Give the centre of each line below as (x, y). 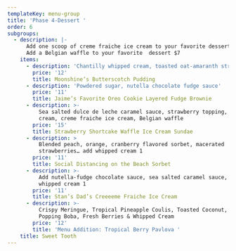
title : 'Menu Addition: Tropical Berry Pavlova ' (106, 229)
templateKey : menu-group (44, 14)
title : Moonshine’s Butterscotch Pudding (94, 79)
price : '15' (50, 125)
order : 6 (20, 27)
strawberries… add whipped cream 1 (90, 151)
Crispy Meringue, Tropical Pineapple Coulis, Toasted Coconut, (133, 210)
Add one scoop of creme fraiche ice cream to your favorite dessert (128, 46)
